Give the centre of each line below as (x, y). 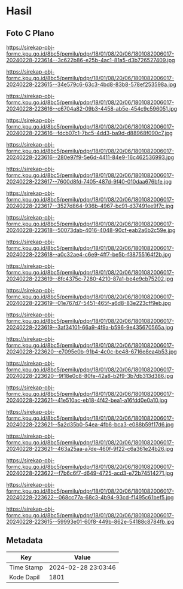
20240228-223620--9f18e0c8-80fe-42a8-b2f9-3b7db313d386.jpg (90, 376)
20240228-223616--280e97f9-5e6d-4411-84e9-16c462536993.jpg (90, 157)
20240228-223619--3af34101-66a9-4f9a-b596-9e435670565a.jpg (90, 327)
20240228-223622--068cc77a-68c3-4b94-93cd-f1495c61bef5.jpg (90, 497)
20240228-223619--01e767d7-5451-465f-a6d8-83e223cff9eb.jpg (89, 303)
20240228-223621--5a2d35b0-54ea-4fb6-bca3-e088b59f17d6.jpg (90, 425)
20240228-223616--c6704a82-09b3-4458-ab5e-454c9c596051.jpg (92, 109)
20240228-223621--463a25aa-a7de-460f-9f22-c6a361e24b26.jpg (90, 449)
